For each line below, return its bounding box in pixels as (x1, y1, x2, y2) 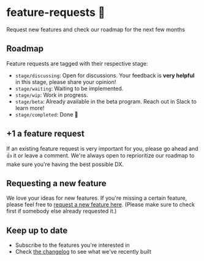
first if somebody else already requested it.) (6, 208, 117, 215)
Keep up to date (6, 225, 68, 235)
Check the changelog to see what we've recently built (15, 248, 152, 255)
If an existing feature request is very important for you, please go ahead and (6, 145, 198, 152)
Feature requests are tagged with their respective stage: (6, 59, 148, 67)
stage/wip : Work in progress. (15, 91, 88, 99)
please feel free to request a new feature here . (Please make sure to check (6, 201, 195, 208)
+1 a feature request (6, 129, 85, 139)
